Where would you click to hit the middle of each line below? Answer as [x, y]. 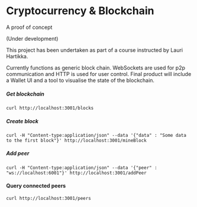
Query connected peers [36, 186]
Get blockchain [25, 94]
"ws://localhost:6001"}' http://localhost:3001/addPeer [76, 173]
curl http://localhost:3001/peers [49, 199]
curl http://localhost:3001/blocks [50, 108]
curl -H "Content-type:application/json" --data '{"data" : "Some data [96, 135]
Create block [22, 121]
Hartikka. [17, 56]
